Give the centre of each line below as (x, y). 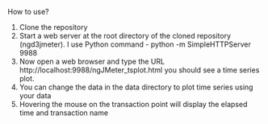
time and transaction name (64, 113)
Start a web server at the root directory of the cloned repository (125, 36)
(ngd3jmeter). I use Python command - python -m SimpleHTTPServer (135, 44)
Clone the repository (53, 27)
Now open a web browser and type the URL (92, 61)
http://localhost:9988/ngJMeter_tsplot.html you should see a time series (139, 70)
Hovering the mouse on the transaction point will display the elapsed (133, 104)
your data (35, 95)
